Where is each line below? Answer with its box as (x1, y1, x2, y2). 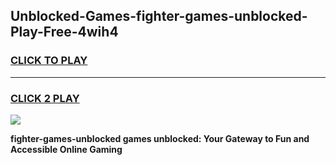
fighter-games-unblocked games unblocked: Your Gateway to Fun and (10, 132, 310, 144)
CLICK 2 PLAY (10, 91, 80, 105)
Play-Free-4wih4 (10, 24, 119, 41)
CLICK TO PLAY (10, 54, 88, 68)
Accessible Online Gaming (10, 143, 123, 155)
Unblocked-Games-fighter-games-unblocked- (10, 8, 308, 25)
